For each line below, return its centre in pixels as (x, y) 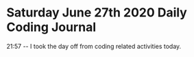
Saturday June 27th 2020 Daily (97, 13)
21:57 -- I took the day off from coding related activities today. (94, 46)
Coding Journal (51, 27)
